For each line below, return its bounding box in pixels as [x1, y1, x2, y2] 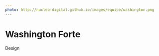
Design [5, 45, 20, 51]
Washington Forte [5, 28, 81, 40]
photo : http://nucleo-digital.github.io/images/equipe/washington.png [5, 7, 155, 12]
